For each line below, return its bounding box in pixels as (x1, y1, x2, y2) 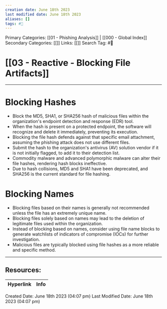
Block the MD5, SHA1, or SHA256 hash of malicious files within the (12, 113, 149, 119)
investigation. (12, 237, 40, 243)
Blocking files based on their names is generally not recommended (12, 205, 150, 211)
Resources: (5, 266, 41, 274)
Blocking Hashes (5, 97, 76, 108)
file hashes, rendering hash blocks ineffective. (12, 161, 107, 167)
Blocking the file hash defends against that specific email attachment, (12, 134, 155, 140)
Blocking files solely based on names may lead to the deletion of (12, 215, 145, 221)
